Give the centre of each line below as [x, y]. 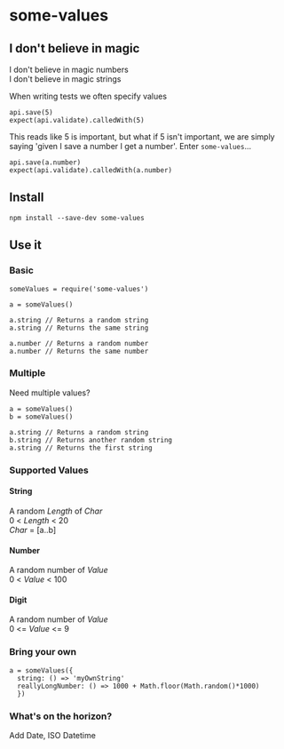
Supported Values [49, 470]
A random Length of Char [56, 511]
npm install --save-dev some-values [77, 218]
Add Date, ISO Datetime [52, 735]
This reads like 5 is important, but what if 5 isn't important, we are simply [142, 137]
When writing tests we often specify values [88, 96]
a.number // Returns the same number [79, 351]
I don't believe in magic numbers [69, 69]
